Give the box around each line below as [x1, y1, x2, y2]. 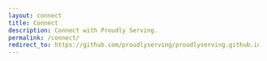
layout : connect [8, 11, 62, 20]
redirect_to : [8, 41, 52, 49]
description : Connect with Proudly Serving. [8, 26, 158, 34]
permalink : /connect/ [8, 33, 80, 42]
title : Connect [8, 19, 59, 27]
